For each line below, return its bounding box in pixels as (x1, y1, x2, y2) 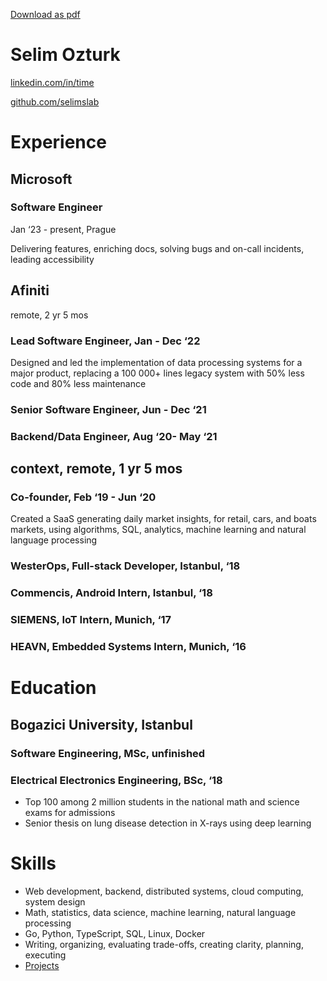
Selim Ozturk (10, 44, 121, 66)
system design (24, 895, 86, 908)
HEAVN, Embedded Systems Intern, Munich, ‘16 (10, 640, 247, 654)
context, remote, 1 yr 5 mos (10, 460, 183, 478)
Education (10, 677, 97, 699)
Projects (24, 959, 60, 971)
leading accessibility (10, 253, 95, 265)
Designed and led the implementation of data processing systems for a (10, 356, 303, 368)
